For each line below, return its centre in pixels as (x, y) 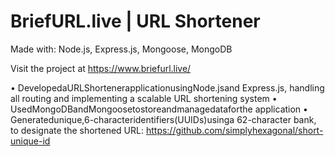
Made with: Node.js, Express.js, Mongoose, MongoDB (121, 49)
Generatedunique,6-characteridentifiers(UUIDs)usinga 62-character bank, (163, 119)
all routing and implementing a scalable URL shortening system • (144, 98)
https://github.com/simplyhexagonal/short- (234, 130)
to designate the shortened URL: (77, 130)
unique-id (30, 141)
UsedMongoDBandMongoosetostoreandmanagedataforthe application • (159, 109)
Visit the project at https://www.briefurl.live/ (101, 68)
